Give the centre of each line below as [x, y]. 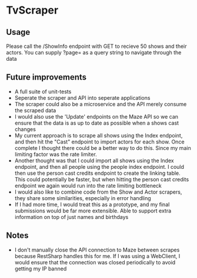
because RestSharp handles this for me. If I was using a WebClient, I [97, 256]
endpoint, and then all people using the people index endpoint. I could [99, 166]
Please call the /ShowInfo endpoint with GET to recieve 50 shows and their [96, 46]
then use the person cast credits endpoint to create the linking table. [97, 173]
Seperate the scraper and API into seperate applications [82, 97]
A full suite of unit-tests [43, 91]
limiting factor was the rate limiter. [56, 154]
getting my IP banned [41, 269]
